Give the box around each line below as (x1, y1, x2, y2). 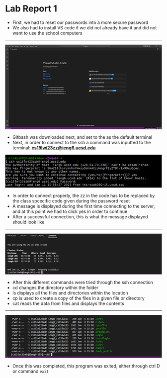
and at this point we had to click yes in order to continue (12, 208, 128, 214)
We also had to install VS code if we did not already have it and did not (12, 24, 157, 30)
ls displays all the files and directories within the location (12, 290, 128, 296)
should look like (12, 219, 45, 225)
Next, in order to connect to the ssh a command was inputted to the (12, 139, 151, 145)
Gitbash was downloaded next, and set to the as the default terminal (12, 134, 153, 140)
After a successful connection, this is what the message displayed (12, 214, 148, 220)
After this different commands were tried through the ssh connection (12, 280, 153, 285)
